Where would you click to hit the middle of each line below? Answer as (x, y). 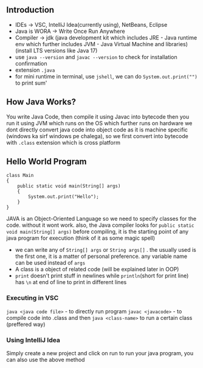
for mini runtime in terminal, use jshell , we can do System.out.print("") (106, 76)
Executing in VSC (33, 298)
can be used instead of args (50, 263)
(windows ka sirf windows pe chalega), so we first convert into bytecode (97, 136)
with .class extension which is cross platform (63, 142)
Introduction (30, 10)
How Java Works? (41, 102)
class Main (20, 176)
